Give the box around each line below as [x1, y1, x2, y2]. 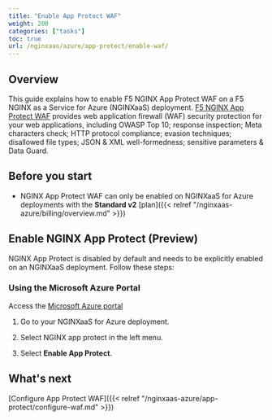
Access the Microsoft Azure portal [8, 300, 123, 310]
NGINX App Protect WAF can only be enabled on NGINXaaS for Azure [19, 190, 253, 200]
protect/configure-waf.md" [8, 402, 99, 412]
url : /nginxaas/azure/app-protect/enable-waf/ [8, 42, 169, 50]
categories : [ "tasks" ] [8, 27, 85, 35]
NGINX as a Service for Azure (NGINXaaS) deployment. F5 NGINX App [8, 103, 244, 112]
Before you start [8, 169, 93, 183]
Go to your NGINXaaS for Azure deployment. [19, 317, 170, 326]
